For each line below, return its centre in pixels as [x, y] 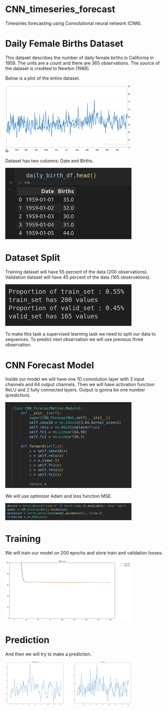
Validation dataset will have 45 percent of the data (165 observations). [78, 277]
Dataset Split [33, 258]
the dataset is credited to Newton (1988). [48, 68]
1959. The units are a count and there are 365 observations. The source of [82, 63]
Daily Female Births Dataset [64, 44]
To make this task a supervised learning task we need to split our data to [81, 334]
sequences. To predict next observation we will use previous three [74, 340]
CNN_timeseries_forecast [60, 9]
